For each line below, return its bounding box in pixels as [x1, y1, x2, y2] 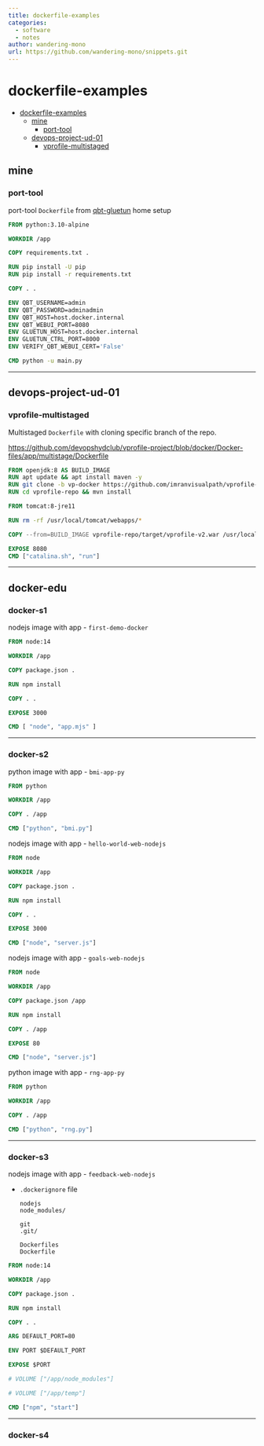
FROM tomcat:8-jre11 [8, 502, 76, 511]
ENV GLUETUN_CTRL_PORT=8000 [8, 336, 101, 343]
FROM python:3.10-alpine [8, 221, 90, 229]
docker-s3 [8, 1151, 49, 1162]
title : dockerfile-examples [8, 11, 101, 20]
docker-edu [8, 581, 68, 594]
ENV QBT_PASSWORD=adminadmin [8, 306, 104, 314]
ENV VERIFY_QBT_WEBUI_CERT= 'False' [8, 343, 125, 350]
